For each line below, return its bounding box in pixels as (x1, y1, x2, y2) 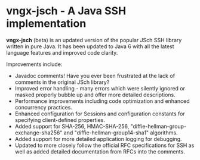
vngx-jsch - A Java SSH (6, 4, 127, 18)
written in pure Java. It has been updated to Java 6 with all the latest (6, 43, 174, 50)
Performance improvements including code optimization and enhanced (14, 97, 190, 105)
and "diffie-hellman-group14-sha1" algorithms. (63, 129, 178, 136)
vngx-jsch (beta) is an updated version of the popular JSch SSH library (6, 36, 182, 43)
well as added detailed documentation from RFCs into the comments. (14, 148, 185, 155)
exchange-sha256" (14, 129, 63, 136)
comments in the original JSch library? (14, 79, 110, 86)
